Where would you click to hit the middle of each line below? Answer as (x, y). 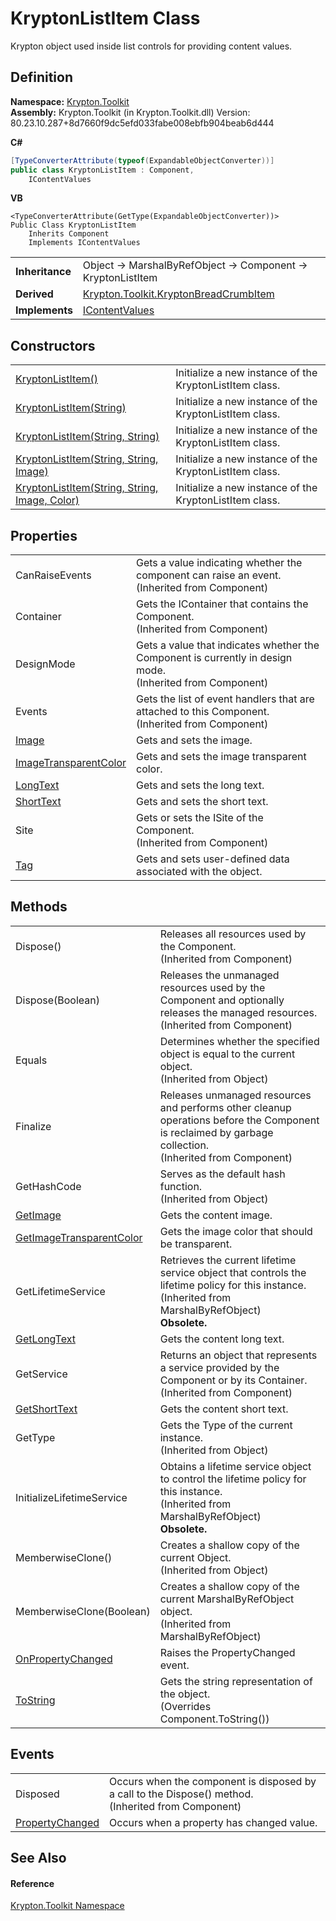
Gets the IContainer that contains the (222, 604)
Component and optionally (222, 1000)
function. (181, 1186)
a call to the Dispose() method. (181, 1794)
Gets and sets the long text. (200, 785)
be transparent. (196, 1244)
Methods (39, 907)
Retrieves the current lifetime (228, 1260)
